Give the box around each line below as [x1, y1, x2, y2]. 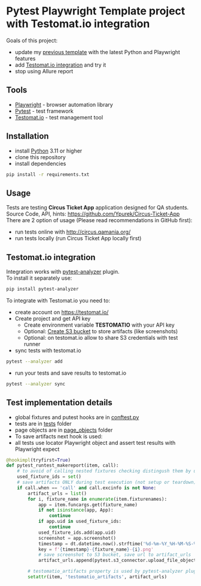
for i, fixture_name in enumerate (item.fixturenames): [28, 496, 167, 502]
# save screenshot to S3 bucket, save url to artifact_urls [38, 552, 191, 558]
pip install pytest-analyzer [6, 286, 79, 292]
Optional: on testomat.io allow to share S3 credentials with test [23, 334, 178, 341]
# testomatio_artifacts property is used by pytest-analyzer [28, 569, 184, 575]
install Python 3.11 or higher [14, 147, 83, 154]
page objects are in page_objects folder [14, 426, 113, 433]
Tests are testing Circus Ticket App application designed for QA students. [6, 204, 189, 211]
